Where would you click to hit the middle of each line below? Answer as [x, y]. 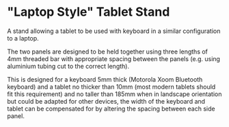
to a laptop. [23, 38]
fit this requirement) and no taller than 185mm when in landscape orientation [114, 94]
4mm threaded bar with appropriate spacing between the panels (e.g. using [114, 58]
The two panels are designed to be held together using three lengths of [108, 51]
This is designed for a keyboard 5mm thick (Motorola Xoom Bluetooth [105, 79]
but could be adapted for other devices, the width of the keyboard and [106, 101]
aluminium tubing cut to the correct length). [68, 66]
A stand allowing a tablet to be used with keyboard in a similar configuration [114, 31]
